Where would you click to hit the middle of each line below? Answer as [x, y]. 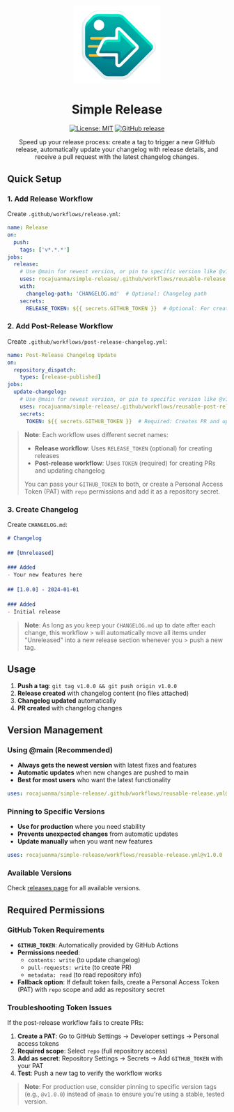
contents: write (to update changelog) [84, 960]
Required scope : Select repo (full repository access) [93, 1051]
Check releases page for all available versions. [74, 888]
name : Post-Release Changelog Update [62, 355]
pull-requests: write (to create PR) [80, 968]
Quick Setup [34, 179]
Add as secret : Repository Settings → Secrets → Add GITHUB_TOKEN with [120, 1058]
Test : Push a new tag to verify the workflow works [89, 1073]
